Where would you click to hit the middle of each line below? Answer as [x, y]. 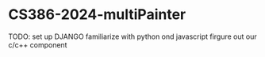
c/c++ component [38, 44]
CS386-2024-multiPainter [97, 15]
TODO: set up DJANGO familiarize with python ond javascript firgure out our [133, 36]
